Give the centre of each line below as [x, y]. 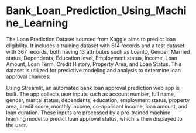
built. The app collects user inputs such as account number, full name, [91, 94]
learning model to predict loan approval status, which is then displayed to [94, 118]
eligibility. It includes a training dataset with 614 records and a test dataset [95, 45]
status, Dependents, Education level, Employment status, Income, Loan [92, 58]
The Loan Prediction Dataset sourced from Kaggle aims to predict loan [91, 39]
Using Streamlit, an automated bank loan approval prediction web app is [93, 87]
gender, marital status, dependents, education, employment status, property [98, 100]
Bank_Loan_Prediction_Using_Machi [96, 11]
